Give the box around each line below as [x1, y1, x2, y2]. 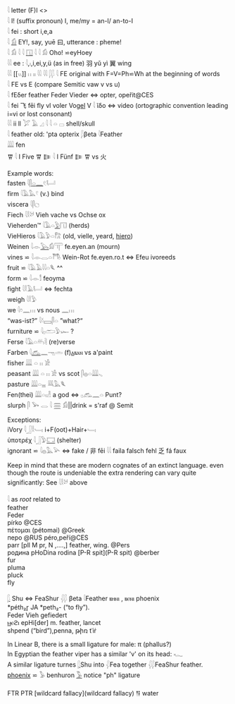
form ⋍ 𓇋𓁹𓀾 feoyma [7, 274, 65, 282]
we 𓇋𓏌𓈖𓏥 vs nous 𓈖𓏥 [7, 306, 75, 314]
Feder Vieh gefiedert [7, 611, 68, 619]
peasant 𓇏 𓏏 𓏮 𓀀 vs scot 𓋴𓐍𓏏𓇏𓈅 [7, 370, 103, 377]
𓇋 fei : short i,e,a [7, 28, 53, 35]
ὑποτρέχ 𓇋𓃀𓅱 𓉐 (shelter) [7, 436, 82, 444]
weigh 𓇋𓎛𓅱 [7, 296, 37, 303]
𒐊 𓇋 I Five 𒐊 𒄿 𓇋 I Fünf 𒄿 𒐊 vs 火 [7, 152, 107, 161]
